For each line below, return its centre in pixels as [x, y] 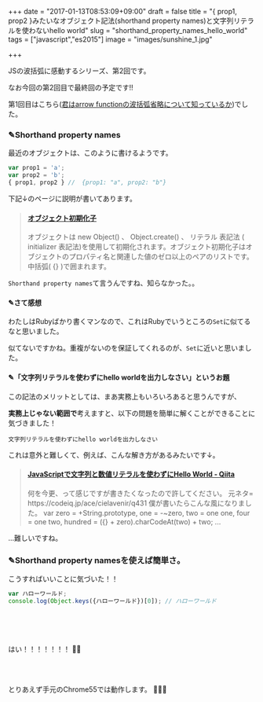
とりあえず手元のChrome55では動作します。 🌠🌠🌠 [88, 689]
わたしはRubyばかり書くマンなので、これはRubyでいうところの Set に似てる [130, 322]
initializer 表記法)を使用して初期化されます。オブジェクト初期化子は [136, 247]
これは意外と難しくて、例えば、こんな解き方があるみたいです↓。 [114, 454]
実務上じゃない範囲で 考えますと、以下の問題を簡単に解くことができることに [132, 413]
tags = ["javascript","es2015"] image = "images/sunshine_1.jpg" [111, 39]
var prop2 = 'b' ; [37, 175]
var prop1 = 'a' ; [37, 168]
